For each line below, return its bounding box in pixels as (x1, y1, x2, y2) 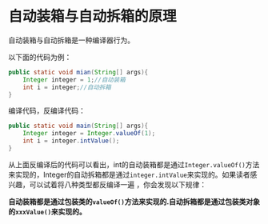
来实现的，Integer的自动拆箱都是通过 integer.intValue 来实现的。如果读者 (8, 170, 250, 179)
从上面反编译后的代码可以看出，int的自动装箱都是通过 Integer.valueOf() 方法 (8, 159, 260, 169)
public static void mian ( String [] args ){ (8, 68, 149, 76)
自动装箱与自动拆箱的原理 (8, 7, 178, 26)
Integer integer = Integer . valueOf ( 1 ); (22, 130, 156, 138)
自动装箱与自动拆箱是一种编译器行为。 (8, 35, 134, 45)
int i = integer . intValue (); (22, 137, 120, 145)
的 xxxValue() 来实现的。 (8, 206, 86, 216)
